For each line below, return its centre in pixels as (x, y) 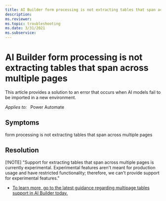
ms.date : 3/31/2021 (25, 28)
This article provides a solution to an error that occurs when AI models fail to (83, 92)
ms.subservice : (21, 33)
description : (19, 14)
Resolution (22, 150)
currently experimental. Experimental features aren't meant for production (80, 167)
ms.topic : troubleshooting (33, 24)
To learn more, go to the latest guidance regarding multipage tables (81, 188)
